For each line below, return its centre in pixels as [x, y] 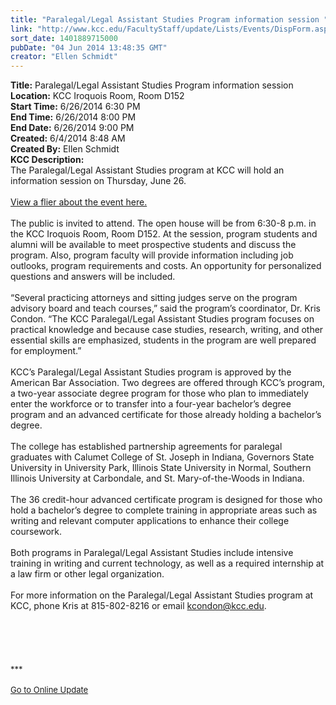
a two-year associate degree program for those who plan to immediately [159, 393]
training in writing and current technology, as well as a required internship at [167, 563]
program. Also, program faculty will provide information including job [152, 255]
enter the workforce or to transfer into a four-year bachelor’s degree [151, 404]
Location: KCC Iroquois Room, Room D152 [97, 96]
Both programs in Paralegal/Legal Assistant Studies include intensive [152, 553]
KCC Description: [47, 160]
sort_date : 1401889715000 [64, 38]
